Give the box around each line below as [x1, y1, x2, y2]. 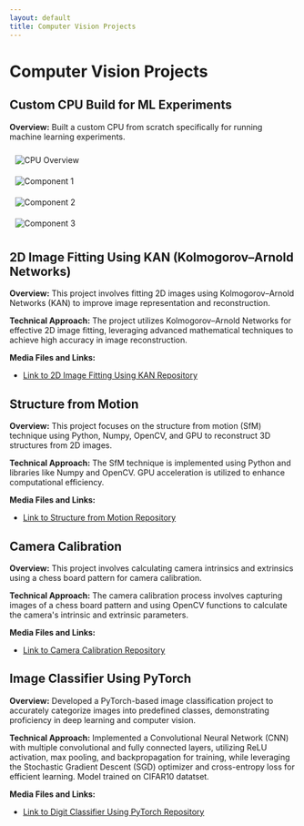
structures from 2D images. [9, 440, 112, 451]
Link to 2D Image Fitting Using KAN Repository [22, 370, 198, 381]
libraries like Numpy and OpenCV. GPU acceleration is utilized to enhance [9, 467, 285, 478]
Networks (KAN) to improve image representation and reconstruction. [9, 298, 270, 309]
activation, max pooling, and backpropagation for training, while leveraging [9, 751, 290, 762]
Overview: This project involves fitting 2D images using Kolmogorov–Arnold [9, 288, 295, 299]
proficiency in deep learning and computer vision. [9, 714, 197, 725]
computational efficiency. [9, 477, 105, 488]
